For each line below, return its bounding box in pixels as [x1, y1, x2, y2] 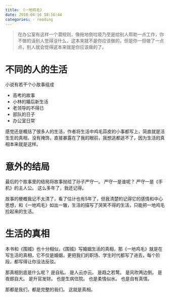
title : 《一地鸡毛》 [5, 7, 44, 13]
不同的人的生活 [5, 64, 68, 75]
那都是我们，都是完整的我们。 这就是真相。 [5, 286, 95, 292]
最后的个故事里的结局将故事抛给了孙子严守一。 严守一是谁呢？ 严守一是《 [5, 179, 158, 185]
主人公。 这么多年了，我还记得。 [18, 185, 87, 191]
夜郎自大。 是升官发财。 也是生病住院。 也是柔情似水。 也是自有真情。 [5, 276, 152, 282]
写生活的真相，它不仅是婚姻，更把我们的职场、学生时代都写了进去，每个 [5, 252, 156, 258]
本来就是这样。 [9, 141, 41, 147]
